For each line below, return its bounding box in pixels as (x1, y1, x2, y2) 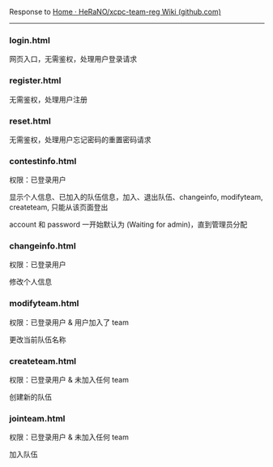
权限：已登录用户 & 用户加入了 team (9, 317, 129, 327)
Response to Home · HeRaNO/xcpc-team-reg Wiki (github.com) (9, 7, 222, 16)
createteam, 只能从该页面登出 (9, 202, 109, 212)
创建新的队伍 (9, 392, 52, 402)
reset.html (9, 115, 51, 127)
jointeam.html (9, 413, 66, 424)
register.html (9, 75, 62, 86)
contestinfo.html (9, 155, 77, 166)
